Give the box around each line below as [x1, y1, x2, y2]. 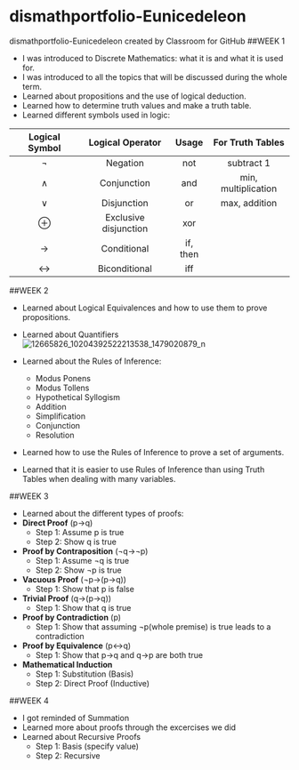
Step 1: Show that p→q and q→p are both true [35, 649, 203, 660]
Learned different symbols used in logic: [21, 109, 171, 120]
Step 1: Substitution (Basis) [35, 669, 134, 679]
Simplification [35, 411, 86, 421]
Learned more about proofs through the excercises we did [21, 722, 237, 733]
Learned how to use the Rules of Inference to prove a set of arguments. [21, 446, 285, 457]
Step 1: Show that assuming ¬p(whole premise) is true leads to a [35, 621, 271, 632]
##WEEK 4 [9, 695, 49, 706]
